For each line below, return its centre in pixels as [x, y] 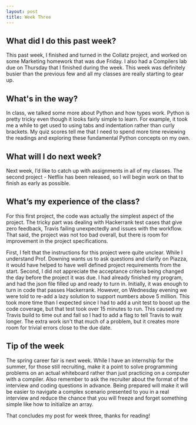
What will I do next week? [54, 157]
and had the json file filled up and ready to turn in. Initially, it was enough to [97, 284]
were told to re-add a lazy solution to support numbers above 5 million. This [98, 296]
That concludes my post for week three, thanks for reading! [78, 416]
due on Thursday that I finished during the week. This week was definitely [96, 68]
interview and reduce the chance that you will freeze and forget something [97, 398]
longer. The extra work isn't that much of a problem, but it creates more [93, 321]
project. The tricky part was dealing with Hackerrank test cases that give [94, 222]
